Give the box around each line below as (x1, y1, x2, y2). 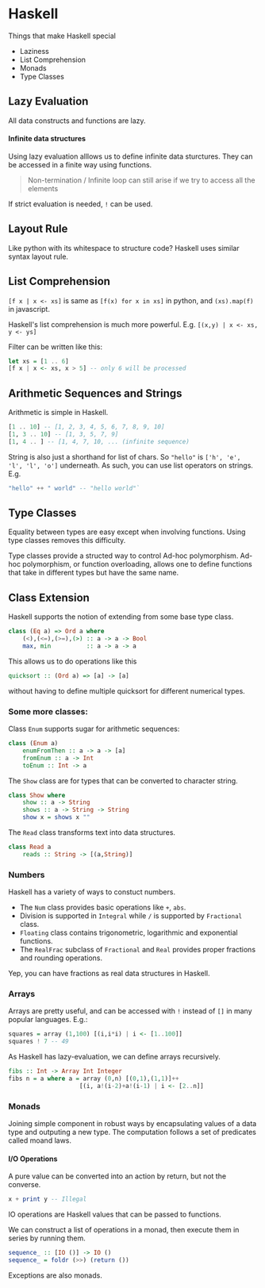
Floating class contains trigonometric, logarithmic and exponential (19, 928, 238, 937)
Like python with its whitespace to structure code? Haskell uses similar (8, 243, 240, 252)
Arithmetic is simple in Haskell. (8, 408, 109, 417)
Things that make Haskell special (8, 31, 117, 40)
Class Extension (8, 590, 90, 604)
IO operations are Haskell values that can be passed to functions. (8, 1209, 222, 1219)
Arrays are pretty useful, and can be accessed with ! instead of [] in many (8, 1006, 252, 1016)
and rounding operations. (19, 953, 103, 963)
